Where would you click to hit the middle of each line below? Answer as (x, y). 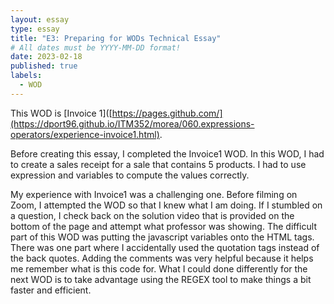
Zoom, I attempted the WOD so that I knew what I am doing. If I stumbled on (166, 205)
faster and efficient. (51, 290)
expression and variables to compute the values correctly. (130, 175)
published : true (44, 66)
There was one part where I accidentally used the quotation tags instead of (165, 247)
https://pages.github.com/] (167, 113)
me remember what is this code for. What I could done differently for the (159, 268)
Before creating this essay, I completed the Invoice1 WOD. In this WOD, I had (167, 153)
